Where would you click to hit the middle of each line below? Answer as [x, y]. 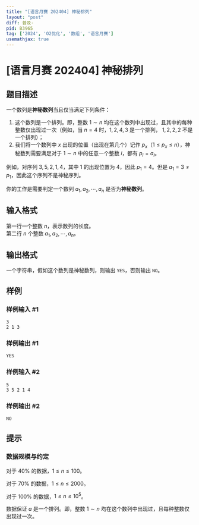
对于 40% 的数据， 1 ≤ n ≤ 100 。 [46, 471]
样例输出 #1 [22, 344]
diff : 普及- [20, 23]
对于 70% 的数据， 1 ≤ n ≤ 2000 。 [48, 483]
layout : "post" [25, 17]
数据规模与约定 [28, 457]
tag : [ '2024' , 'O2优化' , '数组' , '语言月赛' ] [60, 34]
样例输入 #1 [22, 309]
